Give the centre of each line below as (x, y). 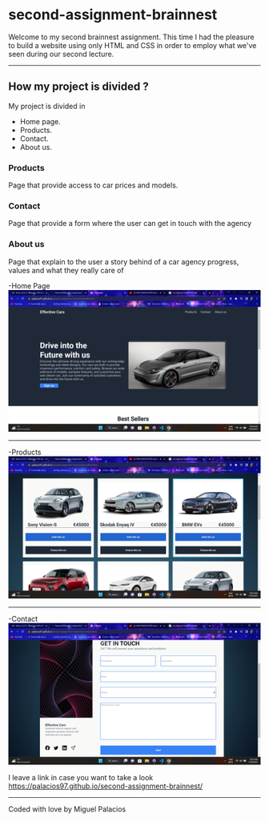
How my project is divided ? (79, 87)
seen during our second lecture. (61, 54)
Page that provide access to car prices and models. (93, 185)
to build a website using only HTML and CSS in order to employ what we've (132, 45)
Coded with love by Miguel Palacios (67, 809)
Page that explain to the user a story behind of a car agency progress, (124, 261)
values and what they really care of (66, 270)
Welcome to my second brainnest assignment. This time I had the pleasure (131, 37)
